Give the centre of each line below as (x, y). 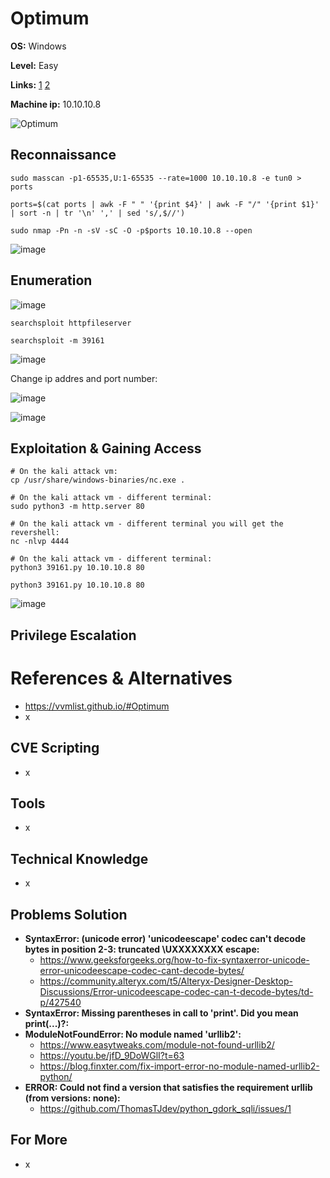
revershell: (35, 533)
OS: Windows (38, 46)
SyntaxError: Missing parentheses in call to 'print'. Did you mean (161, 1013)
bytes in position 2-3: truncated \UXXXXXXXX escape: (142, 949)
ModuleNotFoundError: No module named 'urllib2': (133, 1034)
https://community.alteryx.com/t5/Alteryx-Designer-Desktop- (166, 981)
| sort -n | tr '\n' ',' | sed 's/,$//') (98, 213)
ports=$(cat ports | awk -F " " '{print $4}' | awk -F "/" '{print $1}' (165, 204)
